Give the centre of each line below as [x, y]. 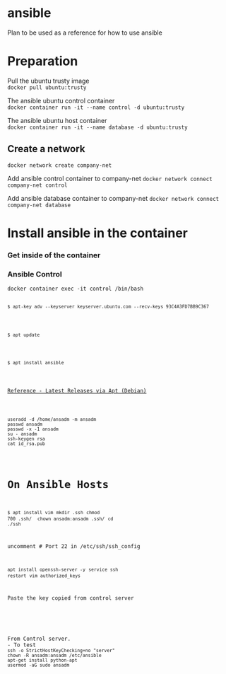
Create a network [46, 149]
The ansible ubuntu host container [57, 120]
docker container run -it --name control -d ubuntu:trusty [96, 108]
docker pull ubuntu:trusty [47, 87]
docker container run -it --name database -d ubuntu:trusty [98, 127]
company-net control [38, 185]
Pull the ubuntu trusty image [48, 81]
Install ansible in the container [98, 233]
